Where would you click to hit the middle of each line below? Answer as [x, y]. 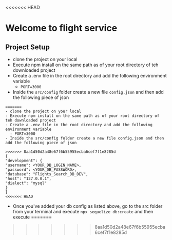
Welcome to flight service [61, 28]
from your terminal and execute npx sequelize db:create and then [83, 212]
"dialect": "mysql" [26, 183]
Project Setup [28, 47]
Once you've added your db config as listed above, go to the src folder [88, 206]
